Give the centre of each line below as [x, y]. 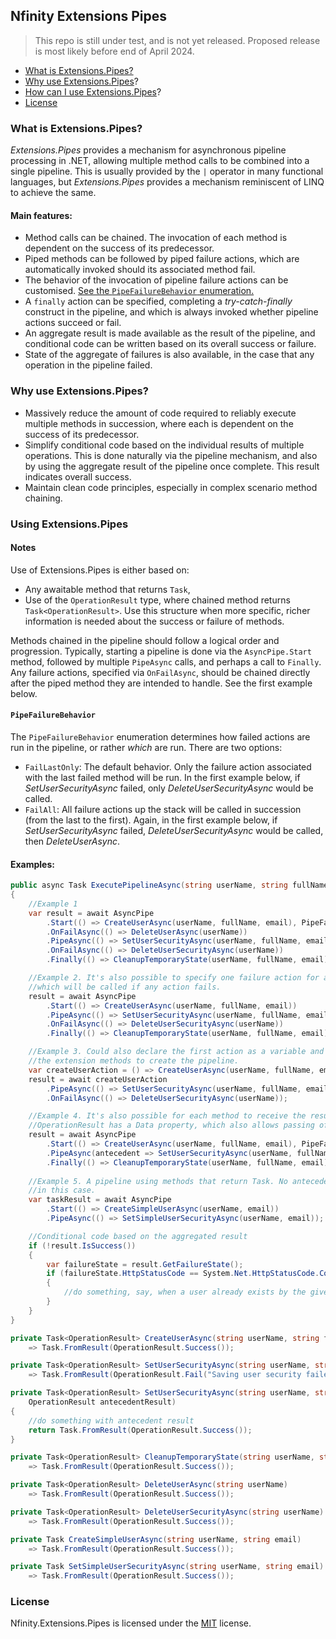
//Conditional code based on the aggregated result [138, 1236]
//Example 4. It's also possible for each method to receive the [167, 1116]
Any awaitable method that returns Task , [107, 589]
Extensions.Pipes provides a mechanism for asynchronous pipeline [148, 150]
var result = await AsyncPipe [91, 913]
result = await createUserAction [98, 1079]
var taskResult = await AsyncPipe [100, 1200]
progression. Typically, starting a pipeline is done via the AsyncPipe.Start [161, 651]
